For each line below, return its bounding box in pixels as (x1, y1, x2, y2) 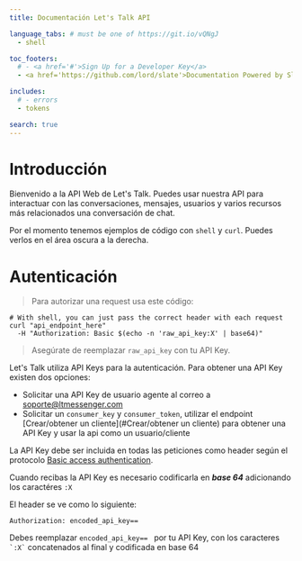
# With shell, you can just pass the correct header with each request (9, 313, 283, 322)
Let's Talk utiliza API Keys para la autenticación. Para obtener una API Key (9, 362, 283, 374)
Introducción (9, 158, 108, 179)
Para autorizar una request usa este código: (31, 296, 194, 307)
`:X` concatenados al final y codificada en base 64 (9, 542, 200, 553)
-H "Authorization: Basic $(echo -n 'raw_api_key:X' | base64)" (17, 330, 263, 339)
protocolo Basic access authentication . (9, 455, 154, 466)
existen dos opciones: (9, 372, 91, 383)
